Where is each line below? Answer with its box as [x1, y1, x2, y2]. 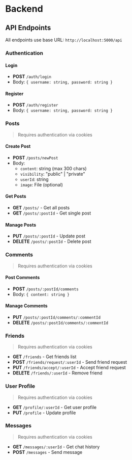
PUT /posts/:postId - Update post [12, 233, 85, 239]
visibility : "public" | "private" [20, 171, 85, 177]
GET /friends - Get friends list [12, 354, 77, 360]
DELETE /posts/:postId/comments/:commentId [12, 319, 109, 326]
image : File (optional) [20, 181, 63, 187]
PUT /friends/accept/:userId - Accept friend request [12, 365, 126, 371]
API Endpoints [5, 23, 51, 32]
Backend [5, 3, 43, 15]
